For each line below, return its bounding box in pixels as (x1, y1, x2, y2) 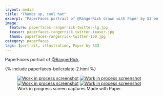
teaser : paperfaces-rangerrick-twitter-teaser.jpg (9, 30, 115, 34)
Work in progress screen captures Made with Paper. (17, 85, 122, 91)
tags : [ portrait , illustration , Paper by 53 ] (5, 43, 99, 48)
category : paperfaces (5, 39, 49, 44)
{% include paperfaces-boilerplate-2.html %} (5, 66, 96, 72)
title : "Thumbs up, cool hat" (5, 12, 67, 16)
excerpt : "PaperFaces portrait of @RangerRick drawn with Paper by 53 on (5, 16, 159, 21)
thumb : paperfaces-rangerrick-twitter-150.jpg (9, 34, 106, 39)
